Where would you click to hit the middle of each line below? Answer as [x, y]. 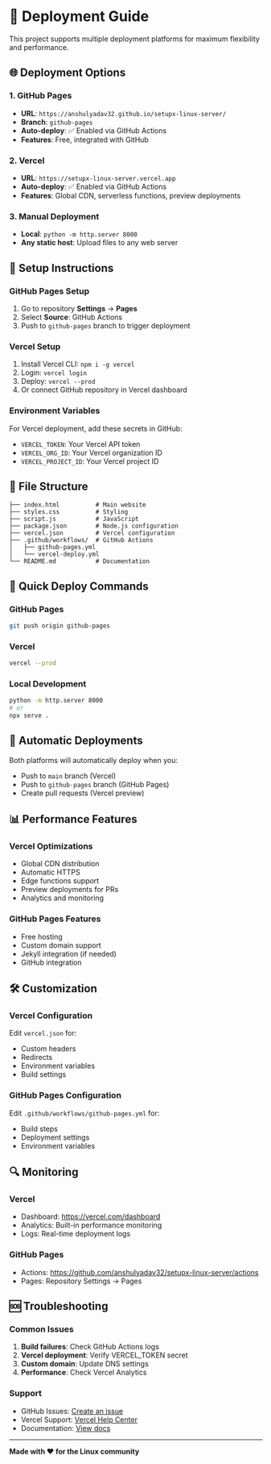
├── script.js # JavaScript [74, 519]
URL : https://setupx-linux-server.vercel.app [98, 177]
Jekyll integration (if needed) [69, 953]
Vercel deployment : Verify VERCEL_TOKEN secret [104, 1355]
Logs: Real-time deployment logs [76, 1234]
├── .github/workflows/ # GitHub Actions [81, 540]
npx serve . [29, 716]
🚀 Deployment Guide [79, 17]
